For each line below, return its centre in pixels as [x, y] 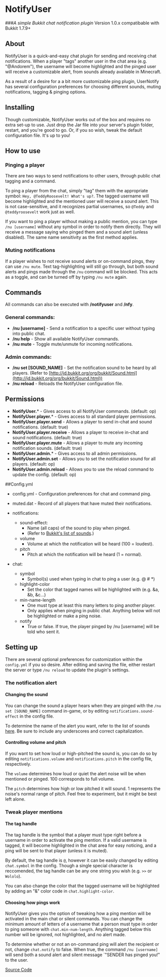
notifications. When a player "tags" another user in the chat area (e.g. [76, 61]
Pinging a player [25, 165]
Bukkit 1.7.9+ [18, 28]
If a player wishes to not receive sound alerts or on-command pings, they [80, 261]
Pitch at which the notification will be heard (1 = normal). [84, 554]
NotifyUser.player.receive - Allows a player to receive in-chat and [80, 432]
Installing [20, 108]
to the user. [17, 960]
